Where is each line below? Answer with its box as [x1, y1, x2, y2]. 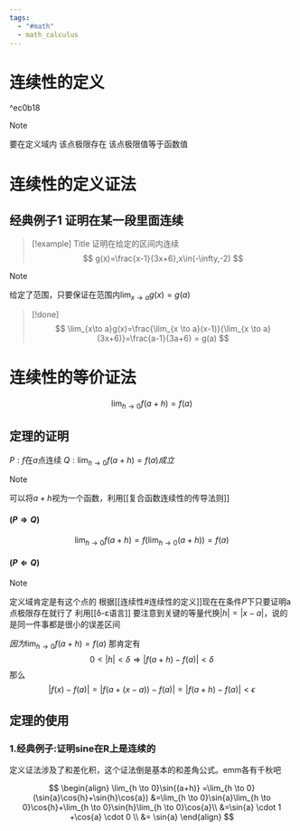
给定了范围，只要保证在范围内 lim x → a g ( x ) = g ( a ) [9, 289, 191, 303]
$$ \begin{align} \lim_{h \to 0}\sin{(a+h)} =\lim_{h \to [48, 783, 245, 794]
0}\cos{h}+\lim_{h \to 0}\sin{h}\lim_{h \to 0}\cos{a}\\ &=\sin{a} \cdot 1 [22, 802, 282, 813]
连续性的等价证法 [9, 368, 137, 388]
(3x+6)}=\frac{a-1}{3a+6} [97, 333, 192, 344]
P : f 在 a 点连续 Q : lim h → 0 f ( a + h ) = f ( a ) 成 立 [9, 454, 174, 468]
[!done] [31, 309, 60, 320]
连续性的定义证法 [9, 174, 137, 195]
